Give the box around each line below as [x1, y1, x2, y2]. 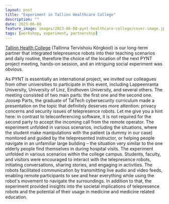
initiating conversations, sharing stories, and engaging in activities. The [5, 162, 153, 168]
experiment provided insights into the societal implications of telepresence [5, 183, 160, 189]
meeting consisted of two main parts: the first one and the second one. [5, 92, 152, 98]
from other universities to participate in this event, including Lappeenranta [5, 81, 159, 87]
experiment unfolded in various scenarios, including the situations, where [5, 124, 157, 130]
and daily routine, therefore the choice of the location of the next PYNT [5, 56, 152, 61]
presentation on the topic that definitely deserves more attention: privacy [5, 103, 157, 109]
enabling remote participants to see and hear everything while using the [5, 173, 154, 178]
